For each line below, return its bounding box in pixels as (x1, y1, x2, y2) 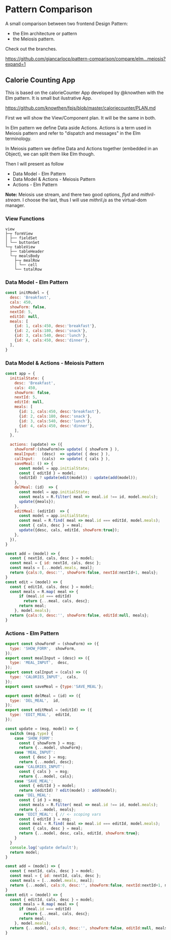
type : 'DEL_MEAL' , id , (10, 698, 60, 703)
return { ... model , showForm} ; (18, 745, 83, 750)
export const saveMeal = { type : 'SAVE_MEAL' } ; (5, 684, 103, 689)
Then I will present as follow (5, 161, 64, 167)
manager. (5, 202, 25, 208)
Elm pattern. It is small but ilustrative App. (5, 95, 93, 101)
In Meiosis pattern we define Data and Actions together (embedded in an (5, 145, 158, 151)
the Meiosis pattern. (12, 36, 55, 42)
